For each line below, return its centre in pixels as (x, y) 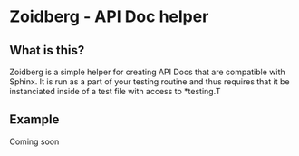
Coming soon (34, 141)
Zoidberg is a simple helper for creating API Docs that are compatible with (147, 72)
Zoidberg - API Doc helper (109, 17)
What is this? (47, 50)
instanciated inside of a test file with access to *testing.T (115, 91)
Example (34, 120)
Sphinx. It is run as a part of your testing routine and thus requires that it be (149, 82)
